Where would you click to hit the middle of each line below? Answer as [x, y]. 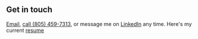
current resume [25, 30]
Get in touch [29, 10]
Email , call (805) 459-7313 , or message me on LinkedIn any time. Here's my [99, 24]
